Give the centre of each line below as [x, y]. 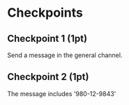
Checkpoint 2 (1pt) [48, 77]
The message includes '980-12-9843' [62, 94]
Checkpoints [45, 13]
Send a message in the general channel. [65, 55]
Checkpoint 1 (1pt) [47, 39]
